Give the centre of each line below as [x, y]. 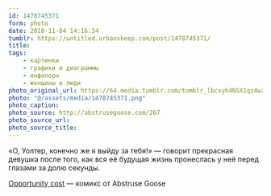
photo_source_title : [43, 128]
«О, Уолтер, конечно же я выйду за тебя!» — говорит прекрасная [121, 150]
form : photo [28, 23]
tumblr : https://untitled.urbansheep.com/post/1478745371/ [110, 38]
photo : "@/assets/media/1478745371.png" [77, 98]
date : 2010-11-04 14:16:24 [54, 31]
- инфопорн [41, 76]
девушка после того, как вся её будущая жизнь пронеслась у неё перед [134, 159]
